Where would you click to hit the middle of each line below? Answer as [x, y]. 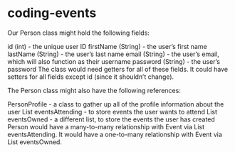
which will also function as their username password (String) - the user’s [114, 61]
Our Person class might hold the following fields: [78, 33]
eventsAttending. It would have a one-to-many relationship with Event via [115, 134]
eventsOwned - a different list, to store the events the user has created [111, 119]
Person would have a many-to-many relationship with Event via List [106, 126]
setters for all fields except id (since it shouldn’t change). [91, 77]
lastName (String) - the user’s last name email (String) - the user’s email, [113, 54]
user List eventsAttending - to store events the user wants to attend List [113, 112]
